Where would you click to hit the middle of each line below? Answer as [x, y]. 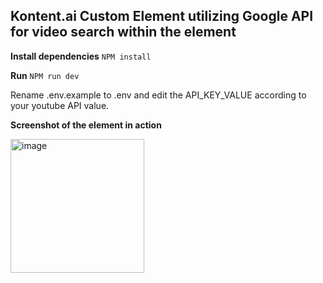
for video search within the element [123, 32]
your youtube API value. [60, 105]
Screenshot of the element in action [86, 125]
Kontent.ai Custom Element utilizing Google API [162, 16]
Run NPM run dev [45, 75]
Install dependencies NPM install [81, 56]
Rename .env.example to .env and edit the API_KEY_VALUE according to [158, 95]
